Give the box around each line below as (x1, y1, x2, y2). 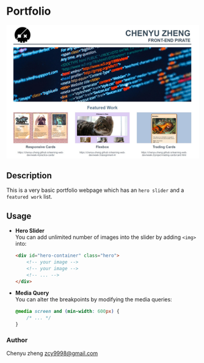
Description (6, 170, 52, 181)
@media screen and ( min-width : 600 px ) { (15, 309, 120, 315)
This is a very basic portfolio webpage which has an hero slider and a (6, 186, 184, 194)
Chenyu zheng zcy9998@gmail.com (6, 350, 98, 357)
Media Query (15, 289, 49, 297)
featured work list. (6, 193, 53, 200)
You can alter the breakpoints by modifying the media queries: (15, 296, 172, 303)
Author (6, 335, 28, 344)
